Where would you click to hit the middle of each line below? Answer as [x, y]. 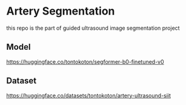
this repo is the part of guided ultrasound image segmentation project [93, 28]
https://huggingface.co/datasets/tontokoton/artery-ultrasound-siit [89, 95]
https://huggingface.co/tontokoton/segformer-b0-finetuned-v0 [85, 61]
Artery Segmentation [61, 11]
